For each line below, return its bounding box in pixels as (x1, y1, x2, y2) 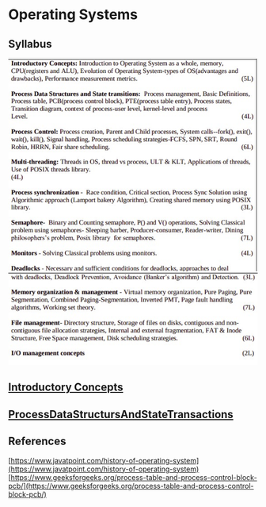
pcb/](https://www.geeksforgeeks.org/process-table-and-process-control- (8, 481, 255, 490)
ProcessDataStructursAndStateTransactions (8, 407, 234, 421)
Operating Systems (8, 6, 139, 24)
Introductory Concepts (8, 381, 123, 394)
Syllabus (8, 37, 53, 51)
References (8, 435, 66, 448)
